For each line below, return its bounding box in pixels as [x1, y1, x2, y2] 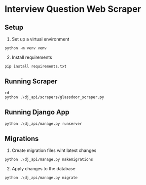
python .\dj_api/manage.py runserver [4, 121, 82, 126]
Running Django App [4, 108, 70, 116]
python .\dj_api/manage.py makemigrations [4, 157, 93, 162]
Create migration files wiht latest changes [11, 148, 97, 153]
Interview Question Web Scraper [4, 3, 141, 15]
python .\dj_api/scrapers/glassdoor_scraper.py [4, 95, 105, 100]
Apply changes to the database [11, 166, 76, 172]
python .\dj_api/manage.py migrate [4, 175, 78, 181]
